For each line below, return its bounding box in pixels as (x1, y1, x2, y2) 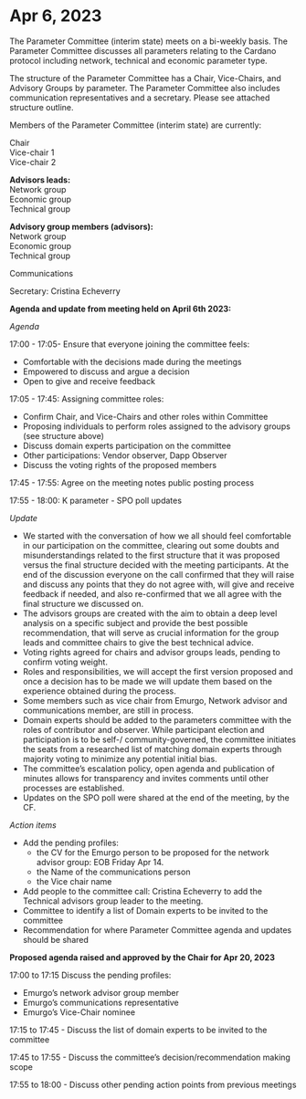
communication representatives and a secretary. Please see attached (9, 92, 270, 103)
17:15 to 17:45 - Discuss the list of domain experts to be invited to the (9, 1024, 268, 1035)
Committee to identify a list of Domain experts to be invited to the (22, 905, 269, 916)
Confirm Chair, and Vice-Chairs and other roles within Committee (22, 411, 269, 422)
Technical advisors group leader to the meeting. (22, 895, 204, 906)
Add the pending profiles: (22, 837, 119, 848)
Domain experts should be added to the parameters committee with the (22, 714, 292, 726)
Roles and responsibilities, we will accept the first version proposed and (22, 665, 294, 676)
